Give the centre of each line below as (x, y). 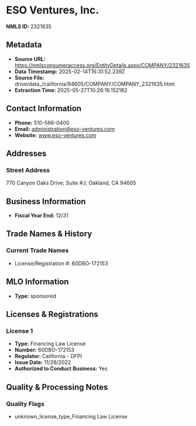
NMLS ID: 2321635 (29, 26)
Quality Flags (25, 404)
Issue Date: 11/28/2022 (43, 362)
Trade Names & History (49, 234)
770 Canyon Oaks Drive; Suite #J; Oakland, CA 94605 (71, 183)
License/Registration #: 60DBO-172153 (61, 263)
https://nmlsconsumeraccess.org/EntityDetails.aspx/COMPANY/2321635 (102, 65)
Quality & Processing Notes (57, 387)
